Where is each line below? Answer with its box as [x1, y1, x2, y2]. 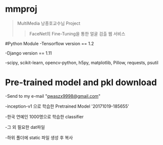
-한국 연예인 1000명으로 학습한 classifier [5, 114, 84, 119]
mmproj [5, 3, 38, 15]
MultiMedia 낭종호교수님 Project [17, 20, 81, 26]
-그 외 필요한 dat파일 [5, 124, 45, 130]
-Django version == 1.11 [5, 50, 52, 56]
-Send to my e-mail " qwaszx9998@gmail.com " [5, 93, 101, 99]
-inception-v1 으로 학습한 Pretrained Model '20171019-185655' [5, 103, 129, 109]
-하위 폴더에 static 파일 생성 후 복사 [5, 134, 73, 141]
